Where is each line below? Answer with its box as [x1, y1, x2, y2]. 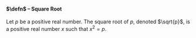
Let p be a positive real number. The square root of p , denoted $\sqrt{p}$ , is [6, 18, 191, 25]
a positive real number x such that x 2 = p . [6, 25, 107, 32]
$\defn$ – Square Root [6, 5, 62, 12]
